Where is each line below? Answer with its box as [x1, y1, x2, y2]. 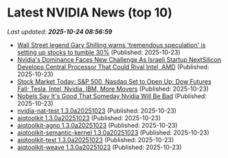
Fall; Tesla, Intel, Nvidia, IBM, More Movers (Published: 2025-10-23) [16, 84, 209, 93]
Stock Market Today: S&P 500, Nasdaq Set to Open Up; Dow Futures [16, 77, 212, 85]
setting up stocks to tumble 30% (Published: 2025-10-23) [16, 48, 181, 56]
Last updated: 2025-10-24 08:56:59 [7, 27, 113, 36]
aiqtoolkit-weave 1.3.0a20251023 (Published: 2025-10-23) [16, 143, 182, 151]
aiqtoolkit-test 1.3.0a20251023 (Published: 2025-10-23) [16, 135, 174, 144]
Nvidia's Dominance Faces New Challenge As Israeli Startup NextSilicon [16, 55, 222, 63]
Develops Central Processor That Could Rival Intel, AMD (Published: [16, 63, 209, 71]
